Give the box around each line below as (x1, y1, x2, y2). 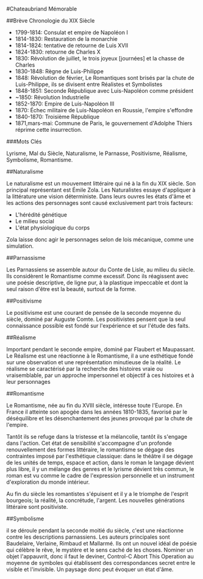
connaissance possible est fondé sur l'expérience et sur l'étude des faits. (6, 322, 190, 329)
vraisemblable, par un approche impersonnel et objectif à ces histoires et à (6, 372, 194, 379)
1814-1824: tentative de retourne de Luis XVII (15, 42, 129, 49)
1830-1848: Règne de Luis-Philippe (15, 68, 104, 75)
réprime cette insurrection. (15, 126, 82, 133)
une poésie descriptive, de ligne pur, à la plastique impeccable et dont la (6, 279, 188, 286)
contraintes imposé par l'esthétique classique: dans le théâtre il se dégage (6, 453, 193, 459)
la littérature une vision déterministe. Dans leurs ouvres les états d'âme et (6, 193, 191, 200)
